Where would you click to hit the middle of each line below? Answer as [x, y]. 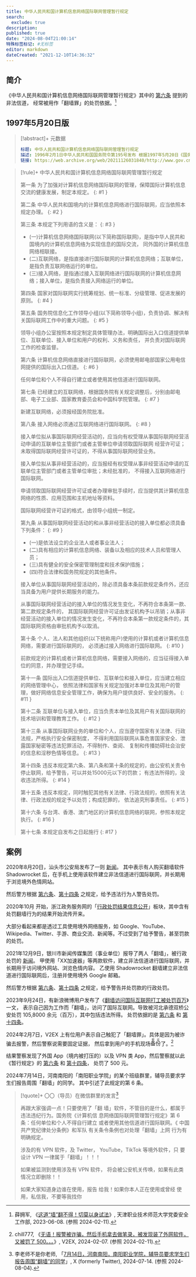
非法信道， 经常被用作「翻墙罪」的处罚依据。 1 [61, 102]
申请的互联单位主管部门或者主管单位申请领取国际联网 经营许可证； [105, 444]
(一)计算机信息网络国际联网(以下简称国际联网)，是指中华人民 [102, 236]
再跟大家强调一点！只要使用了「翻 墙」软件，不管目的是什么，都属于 [103, 1108]
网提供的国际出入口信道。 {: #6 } [60, 367]
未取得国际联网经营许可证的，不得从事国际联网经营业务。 [89, 451]
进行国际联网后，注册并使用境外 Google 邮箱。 [67, 976]
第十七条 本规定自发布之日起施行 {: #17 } [69, 832]
